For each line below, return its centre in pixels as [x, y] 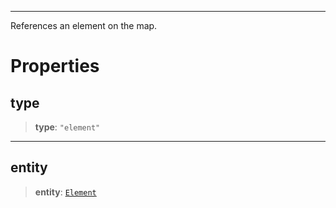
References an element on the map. [84, 25]
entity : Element [65, 192]
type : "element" [67, 127]
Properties [55, 66]
